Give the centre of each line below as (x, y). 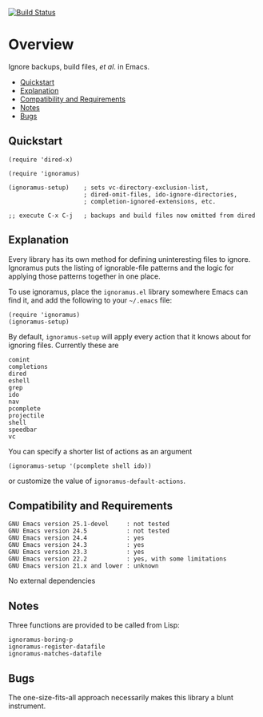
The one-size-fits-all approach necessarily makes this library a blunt (121, 697)
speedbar (23, 430)
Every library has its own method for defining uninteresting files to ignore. (130, 259)
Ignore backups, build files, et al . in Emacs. (79, 66)
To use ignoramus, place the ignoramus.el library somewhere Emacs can (128, 291)
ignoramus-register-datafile (57, 647)
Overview (41, 45)
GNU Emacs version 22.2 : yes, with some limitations (118, 559)
